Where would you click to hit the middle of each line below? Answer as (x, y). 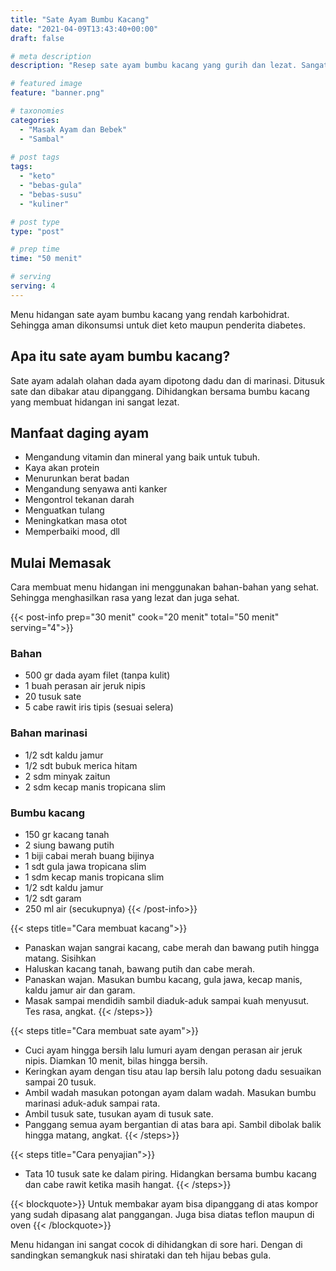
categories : (35, 120)
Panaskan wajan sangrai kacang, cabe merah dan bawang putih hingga (172, 948)
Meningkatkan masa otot (76, 521)
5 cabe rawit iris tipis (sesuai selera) (99, 707)
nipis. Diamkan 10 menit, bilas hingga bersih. (116, 1061)
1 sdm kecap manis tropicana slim (94, 877)
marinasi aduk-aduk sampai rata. (92, 1103)
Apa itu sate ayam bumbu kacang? (120, 356)
